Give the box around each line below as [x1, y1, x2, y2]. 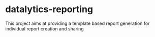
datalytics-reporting [5, 4, 93, 15]
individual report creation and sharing [5, 25, 84, 31]
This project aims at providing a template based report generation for [5, 20, 150, 26]
